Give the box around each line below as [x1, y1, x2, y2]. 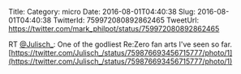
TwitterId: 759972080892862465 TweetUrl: [53, 15, 200, 25]
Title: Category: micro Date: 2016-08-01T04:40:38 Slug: [8, 7, 196, 16]
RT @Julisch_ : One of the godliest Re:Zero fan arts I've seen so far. [8, 39, 233, 49]
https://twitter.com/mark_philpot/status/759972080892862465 [8, 24, 220, 33]
